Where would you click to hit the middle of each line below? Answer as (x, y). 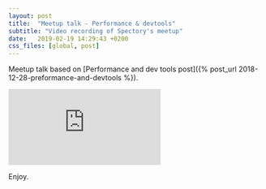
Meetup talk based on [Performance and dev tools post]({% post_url (123, 69)
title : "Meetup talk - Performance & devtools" (92, 24)
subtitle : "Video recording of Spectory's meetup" (96, 31)
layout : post (30, 16)
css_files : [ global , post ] (54, 46)
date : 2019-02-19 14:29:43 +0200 (69, 39)
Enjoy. (19, 177)
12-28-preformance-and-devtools (65, 78)
